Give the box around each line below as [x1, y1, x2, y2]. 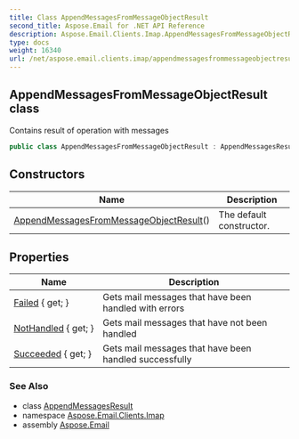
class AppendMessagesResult [21, 400, 133, 411]
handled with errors [102, 302, 185, 314]
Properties [9, 249, 69, 264]
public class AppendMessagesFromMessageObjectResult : [9, 142, 217, 151]
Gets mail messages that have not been [102, 317, 268, 329]
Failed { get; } [13, 297, 69, 309]
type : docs [9, 37, 50, 47]
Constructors [9, 167, 85, 183]
